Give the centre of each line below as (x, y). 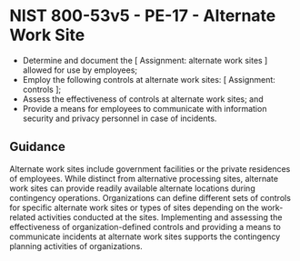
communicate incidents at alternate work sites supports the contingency (145, 236)
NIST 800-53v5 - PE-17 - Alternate (143, 16)
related (23, 217)
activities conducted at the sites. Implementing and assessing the (160, 217)
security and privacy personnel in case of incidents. (120, 118)
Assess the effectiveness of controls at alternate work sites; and (143, 99)
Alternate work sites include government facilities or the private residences (150, 168)
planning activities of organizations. (76, 246)
